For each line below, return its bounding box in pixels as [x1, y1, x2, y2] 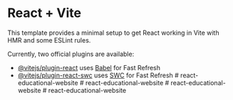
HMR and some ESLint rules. [7, 35, 91, 44]
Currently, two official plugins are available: [7, 50, 135, 58]
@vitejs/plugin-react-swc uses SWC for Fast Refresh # [17, 71, 180, 79]
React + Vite [7, 5, 82, 21]
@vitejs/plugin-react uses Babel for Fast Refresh [17, 63, 161, 72]
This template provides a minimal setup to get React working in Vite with [7, 28, 219, 37]
